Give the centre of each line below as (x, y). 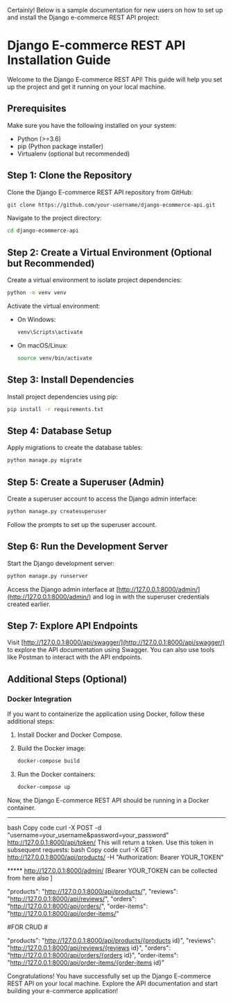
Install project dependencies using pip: (62, 396)
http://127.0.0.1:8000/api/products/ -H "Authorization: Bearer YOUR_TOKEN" (115, 857)
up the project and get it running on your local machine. (87, 87)
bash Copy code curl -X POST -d (54, 827)
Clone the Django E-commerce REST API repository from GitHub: (100, 192)
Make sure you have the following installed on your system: (92, 125)
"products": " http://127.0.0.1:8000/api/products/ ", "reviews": (93, 891)
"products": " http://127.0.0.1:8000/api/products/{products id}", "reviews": (112, 940)
